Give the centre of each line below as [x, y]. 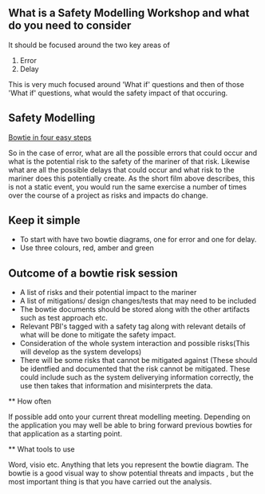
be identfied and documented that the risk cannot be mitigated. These [135, 369]
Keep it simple [44, 220]
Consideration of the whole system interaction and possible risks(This [134, 344]
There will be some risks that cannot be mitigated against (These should [138, 361]
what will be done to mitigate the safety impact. [98, 335]
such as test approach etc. [63, 318]
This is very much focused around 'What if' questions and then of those [127, 84]
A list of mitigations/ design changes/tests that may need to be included [138, 301]
